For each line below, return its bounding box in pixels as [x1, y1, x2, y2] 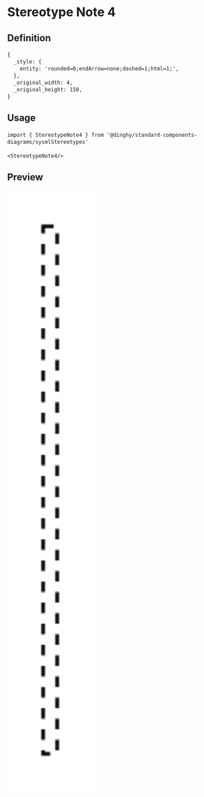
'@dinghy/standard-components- [107, 131, 198, 138]
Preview [7, 172, 44, 184]
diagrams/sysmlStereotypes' [7, 138, 89, 145]
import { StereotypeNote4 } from [7, 131, 104, 138]
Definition [7, 32, 51, 44]
